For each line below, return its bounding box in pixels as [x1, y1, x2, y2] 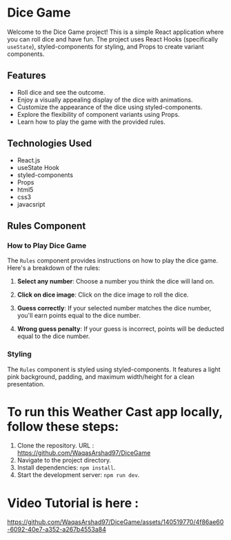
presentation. [7, 380, 45, 388]
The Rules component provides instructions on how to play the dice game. [7, 257, 219, 265]
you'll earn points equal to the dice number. [17, 311, 141, 319]
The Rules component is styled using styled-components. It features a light [7, 365, 221, 373]
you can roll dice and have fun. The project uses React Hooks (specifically [7, 35, 219, 43]
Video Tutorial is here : [7, 495, 139, 511]
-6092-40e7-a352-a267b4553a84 [7, 525, 107, 534]
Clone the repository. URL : [17, 441, 94, 450]
